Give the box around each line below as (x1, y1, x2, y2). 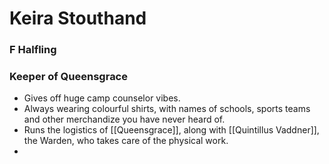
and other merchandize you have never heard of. (23, 113, 226, 126)
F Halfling (9, 43, 57, 57)
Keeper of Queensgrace (9, 70, 128, 84)
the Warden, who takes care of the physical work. (23, 135, 229, 147)
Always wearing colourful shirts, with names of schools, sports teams (23, 103, 311, 115)
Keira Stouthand (9, 7, 147, 30)
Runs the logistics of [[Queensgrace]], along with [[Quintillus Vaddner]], (23, 124, 320, 136)
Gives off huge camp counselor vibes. (23, 92, 181, 104)
